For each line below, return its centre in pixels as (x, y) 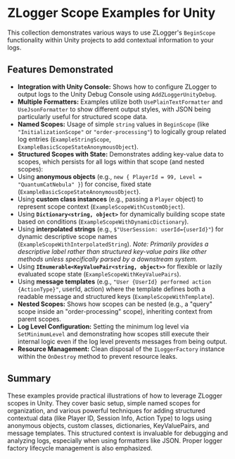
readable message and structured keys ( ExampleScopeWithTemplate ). (116, 296)
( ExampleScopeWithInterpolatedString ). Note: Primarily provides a (113, 244)
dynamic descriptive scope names (67, 236)
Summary (29, 379)
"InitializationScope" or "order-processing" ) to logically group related (122, 131)
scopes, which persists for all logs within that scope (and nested (111, 161)
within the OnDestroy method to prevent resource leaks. (97, 356)
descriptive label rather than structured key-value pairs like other (112, 251)
